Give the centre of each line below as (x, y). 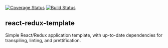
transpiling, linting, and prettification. (43, 40)
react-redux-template (40, 23)
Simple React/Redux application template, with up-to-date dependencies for (84, 35)
